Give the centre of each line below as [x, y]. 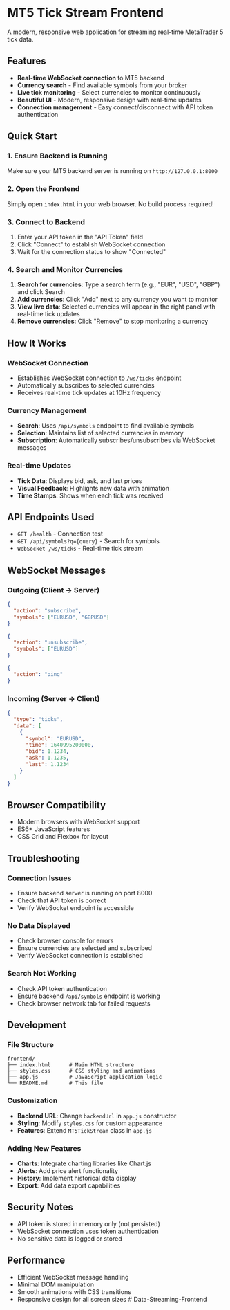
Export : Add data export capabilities [69, 1185]
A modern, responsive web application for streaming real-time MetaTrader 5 [115, 32]
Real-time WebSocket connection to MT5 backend [90, 78]
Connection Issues [39, 878]
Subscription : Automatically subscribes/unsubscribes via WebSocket [116, 440]
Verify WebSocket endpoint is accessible [76, 908]
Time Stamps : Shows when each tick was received [90, 495]
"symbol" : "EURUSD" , [55, 738]
